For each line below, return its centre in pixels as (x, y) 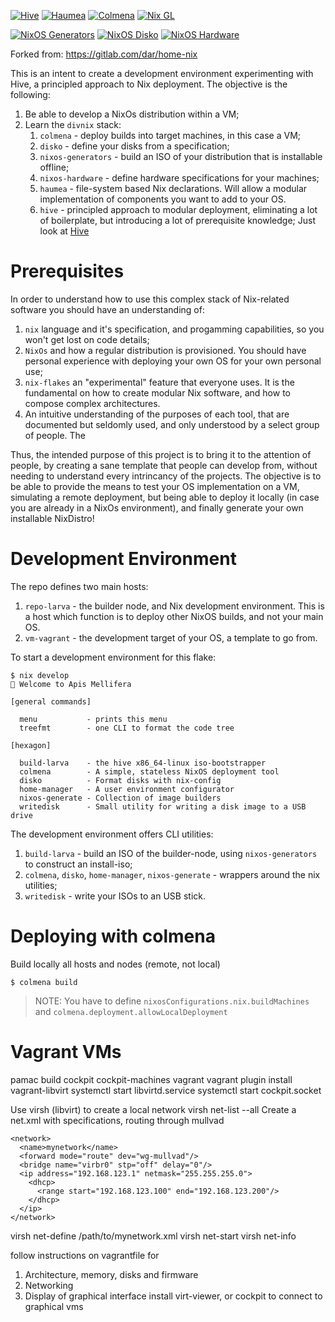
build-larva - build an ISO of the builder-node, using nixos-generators (171, 853)
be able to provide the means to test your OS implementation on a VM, (155, 486)
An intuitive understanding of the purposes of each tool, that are (157, 414)
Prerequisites (67, 271)
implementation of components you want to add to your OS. (163, 199)
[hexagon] (31, 745)
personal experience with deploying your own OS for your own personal (173, 361)
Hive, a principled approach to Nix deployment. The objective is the (149, 84)
